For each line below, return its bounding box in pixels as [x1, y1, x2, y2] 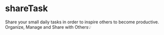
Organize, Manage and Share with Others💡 [5, 24, 92, 30]
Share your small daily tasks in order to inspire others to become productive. [5, 19, 159, 25]
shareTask [5, 3, 48, 14]
